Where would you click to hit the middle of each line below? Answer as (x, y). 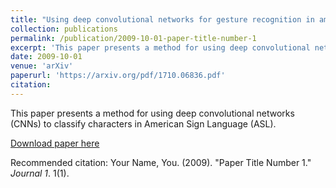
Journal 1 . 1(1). (40, 173)
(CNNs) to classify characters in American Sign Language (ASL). (143, 123)
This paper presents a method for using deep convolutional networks (152, 113)
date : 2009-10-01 (46, 57)
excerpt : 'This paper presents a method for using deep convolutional (160, 47)
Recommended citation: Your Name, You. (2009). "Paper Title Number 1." (161, 162)
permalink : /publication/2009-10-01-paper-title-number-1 (133, 38)
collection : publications (64, 29)
